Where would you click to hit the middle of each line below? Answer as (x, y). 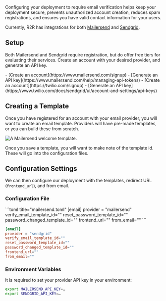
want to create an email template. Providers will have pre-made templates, (81, 123)
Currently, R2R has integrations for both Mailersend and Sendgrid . (73, 27)
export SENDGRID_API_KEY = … (33, 294)
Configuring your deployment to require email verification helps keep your (81, 7)
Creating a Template (37, 106)
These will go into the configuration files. (47, 153)
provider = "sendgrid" (28, 234)
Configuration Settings (41, 169)
